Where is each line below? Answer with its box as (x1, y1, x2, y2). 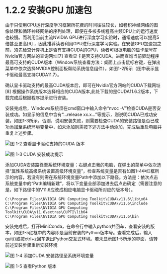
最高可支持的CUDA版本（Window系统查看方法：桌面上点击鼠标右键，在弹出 (5, 59, 161, 65)
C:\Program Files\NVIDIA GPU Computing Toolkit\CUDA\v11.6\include (5, 201, 148, 206)
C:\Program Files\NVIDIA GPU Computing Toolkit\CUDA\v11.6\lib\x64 (5, 196, 148, 201)
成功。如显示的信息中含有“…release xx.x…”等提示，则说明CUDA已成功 (9, 111, 153, 117)
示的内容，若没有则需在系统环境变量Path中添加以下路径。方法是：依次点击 (5, 174, 158, 180)
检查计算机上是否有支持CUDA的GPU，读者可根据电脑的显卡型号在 (22, 47, 158, 53)
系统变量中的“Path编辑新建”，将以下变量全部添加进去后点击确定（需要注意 (5, 180, 158, 186)
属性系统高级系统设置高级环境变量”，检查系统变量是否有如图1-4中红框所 (11, 168, 160, 174)
